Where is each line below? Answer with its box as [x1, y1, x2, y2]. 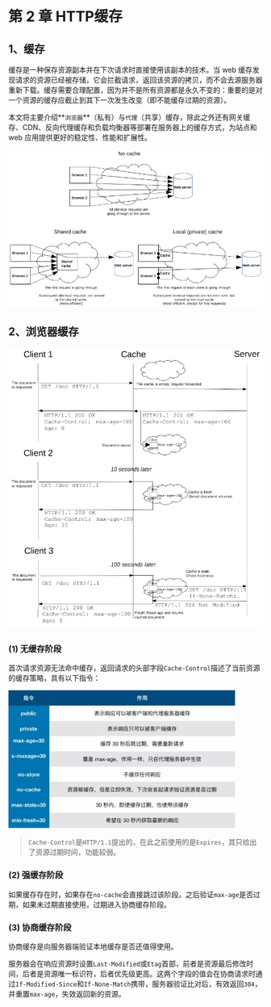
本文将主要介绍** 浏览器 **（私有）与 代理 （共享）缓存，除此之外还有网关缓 [8, 112, 251, 122]
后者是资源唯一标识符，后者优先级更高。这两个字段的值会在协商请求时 [22, 968, 256, 978]
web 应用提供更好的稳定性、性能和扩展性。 [8, 132, 152, 142]
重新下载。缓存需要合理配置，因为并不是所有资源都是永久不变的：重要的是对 [8, 86, 263, 94]
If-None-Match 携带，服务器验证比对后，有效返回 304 [83, 979, 256, 988]
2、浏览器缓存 [8, 325, 79, 339]
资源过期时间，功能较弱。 [35, 847, 121, 857]
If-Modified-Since [15, 980, 77, 988]
